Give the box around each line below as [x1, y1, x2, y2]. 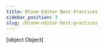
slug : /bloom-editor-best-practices [6, 20, 98, 26]
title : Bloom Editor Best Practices [6, 8, 98, 15]
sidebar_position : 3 [6, 14, 58, 20]
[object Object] [6, 36, 44, 44]
